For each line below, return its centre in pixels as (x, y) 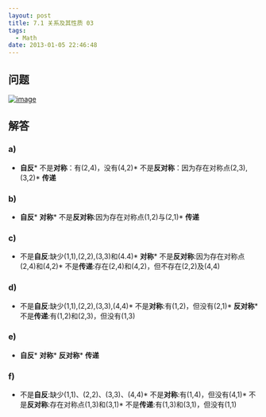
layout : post (30, 16)
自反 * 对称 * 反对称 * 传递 (59, 355)
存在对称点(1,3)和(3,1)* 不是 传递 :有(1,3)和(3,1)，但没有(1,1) (143, 405)
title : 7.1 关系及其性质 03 (51, 23)
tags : (17, 30)
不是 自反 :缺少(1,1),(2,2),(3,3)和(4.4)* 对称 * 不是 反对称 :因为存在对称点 (132, 256)
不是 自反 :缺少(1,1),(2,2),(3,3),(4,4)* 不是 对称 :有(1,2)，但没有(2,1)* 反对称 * (139, 306)
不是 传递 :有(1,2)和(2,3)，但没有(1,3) (77, 316)
